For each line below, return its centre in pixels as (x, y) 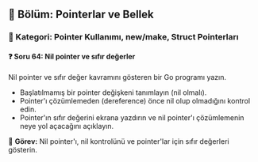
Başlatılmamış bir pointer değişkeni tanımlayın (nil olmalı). (113, 92)
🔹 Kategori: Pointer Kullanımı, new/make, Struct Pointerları (123, 37)
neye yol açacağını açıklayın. (66, 126)
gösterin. (23, 149)
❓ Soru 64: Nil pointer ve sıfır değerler (72, 56)
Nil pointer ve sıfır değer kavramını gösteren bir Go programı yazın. (117, 77)
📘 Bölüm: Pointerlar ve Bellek (81, 15)
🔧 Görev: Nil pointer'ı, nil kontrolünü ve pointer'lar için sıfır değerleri (119, 141)
